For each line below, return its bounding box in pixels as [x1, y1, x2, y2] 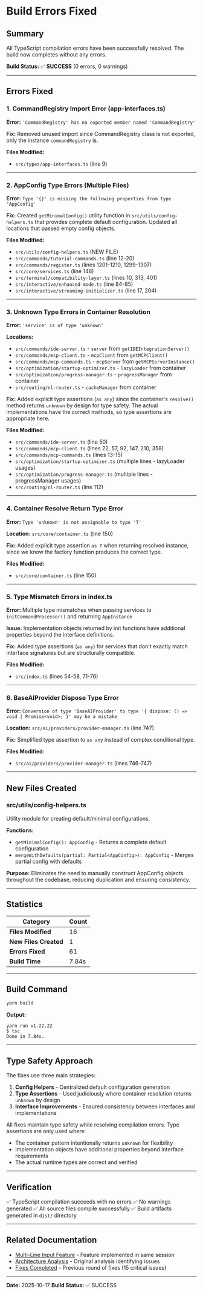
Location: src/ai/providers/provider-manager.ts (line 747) [6, 724, 154, 732]
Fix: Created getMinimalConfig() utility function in [6, 211, 130, 219]
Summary [6, 29, 44, 39]
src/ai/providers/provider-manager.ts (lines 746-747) [14, 760, 152, 767]
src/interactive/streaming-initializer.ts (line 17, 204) [14, 286, 157, 294]
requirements [14, 1152, 48, 1160]
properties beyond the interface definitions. [6, 631, 115, 638]
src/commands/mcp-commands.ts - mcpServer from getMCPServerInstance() [14, 358, 195, 365]
